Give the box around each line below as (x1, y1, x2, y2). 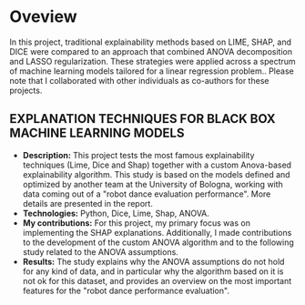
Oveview (9, 6, 77, 27)
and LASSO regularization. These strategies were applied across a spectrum (9, 56, 296, 66)
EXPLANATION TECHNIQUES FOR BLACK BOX (9, 111, 276, 127)
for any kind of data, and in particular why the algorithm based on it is (22, 266, 284, 277)
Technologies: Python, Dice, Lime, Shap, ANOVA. (22, 208, 209, 219)
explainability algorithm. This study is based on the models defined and (22, 168, 290, 179)
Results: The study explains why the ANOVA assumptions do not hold (22, 256, 285, 267)
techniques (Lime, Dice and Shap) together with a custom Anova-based (22, 159, 292, 170)
